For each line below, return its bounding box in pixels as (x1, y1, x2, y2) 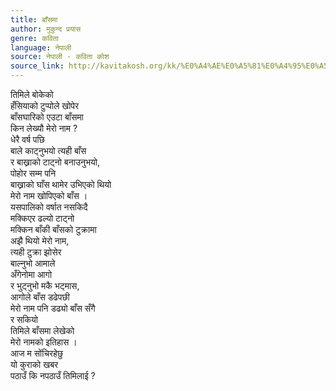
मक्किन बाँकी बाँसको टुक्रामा (10, 224, 97, 235)
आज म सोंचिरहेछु (10, 347, 64, 359)
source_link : (10, 61, 65, 71)
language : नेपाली (10, 42, 72, 53)
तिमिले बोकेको (10, 89, 54, 100)
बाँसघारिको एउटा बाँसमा (10, 111, 84, 123)
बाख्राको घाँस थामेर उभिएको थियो (10, 179, 112, 190)
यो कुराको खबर (10, 359, 59, 370)
